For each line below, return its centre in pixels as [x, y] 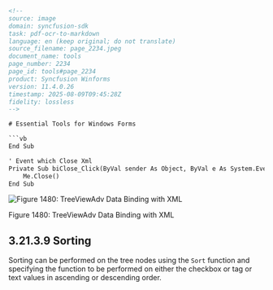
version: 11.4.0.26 [41, 86]
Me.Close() [41, 176]
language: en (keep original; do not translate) [92, 41]
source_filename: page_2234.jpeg [65, 49]
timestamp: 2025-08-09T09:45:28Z [65, 94]
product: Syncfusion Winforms [60, 79]
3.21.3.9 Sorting [50, 241]
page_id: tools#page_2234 [52, 72]
